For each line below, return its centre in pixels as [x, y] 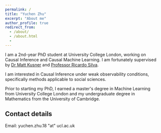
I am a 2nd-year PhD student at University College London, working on [75, 54]
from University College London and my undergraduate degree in [70, 93]
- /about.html [23, 37]
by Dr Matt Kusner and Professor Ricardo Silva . [52, 65]
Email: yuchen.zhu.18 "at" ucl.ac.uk [40, 125]
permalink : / [18, 9]
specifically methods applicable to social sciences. [56, 79]
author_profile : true [27, 23]
